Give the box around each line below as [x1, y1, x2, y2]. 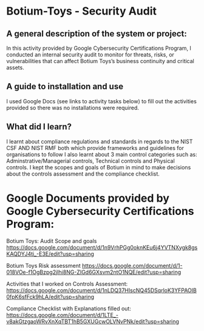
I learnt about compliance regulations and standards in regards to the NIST [6, 138, 193, 145]
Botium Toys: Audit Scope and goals [6, 237, 97, 244]
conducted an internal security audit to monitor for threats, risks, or [6, 51, 175, 58]
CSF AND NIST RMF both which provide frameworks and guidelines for [6, 144, 184, 151]
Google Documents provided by [6, 191, 170, 205]
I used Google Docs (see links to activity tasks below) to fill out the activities [6, 97, 197, 104]
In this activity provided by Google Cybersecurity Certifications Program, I [6, 44, 191, 52]
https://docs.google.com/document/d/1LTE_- [6, 311, 118, 318]
